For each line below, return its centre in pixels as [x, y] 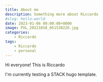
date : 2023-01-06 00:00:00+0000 [38, 23]
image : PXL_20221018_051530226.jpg [42, 28]
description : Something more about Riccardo [52, 14]
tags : [11, 42]
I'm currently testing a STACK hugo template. [51, 74]
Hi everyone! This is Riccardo [35, 65]
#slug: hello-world [25, 19]
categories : [17, 32]
